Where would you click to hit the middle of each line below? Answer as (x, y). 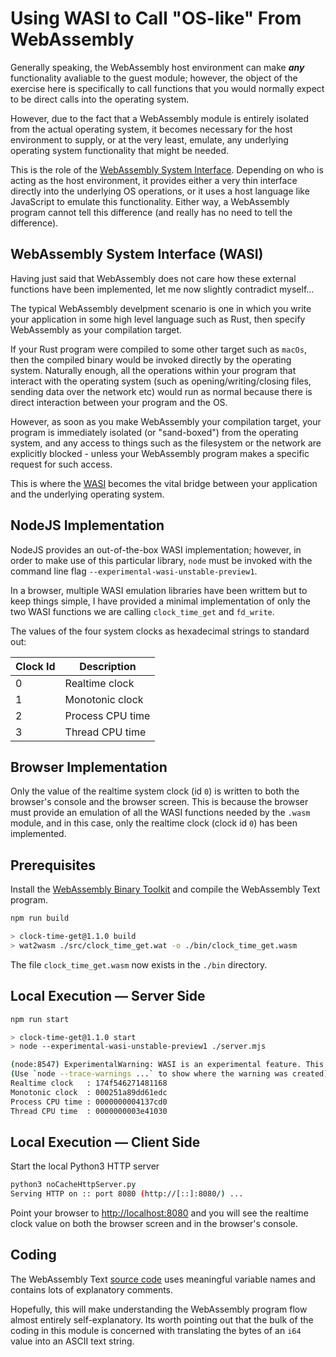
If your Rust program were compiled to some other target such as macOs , (158, 349)
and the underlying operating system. (87, 494)
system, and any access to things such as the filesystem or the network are (166, 443)
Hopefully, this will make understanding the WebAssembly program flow (159, 1309)
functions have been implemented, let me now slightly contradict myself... (162, 289)
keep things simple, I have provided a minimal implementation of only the (160, 601)
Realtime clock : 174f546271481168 (89, 1083)
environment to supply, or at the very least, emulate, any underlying (149, 139)
